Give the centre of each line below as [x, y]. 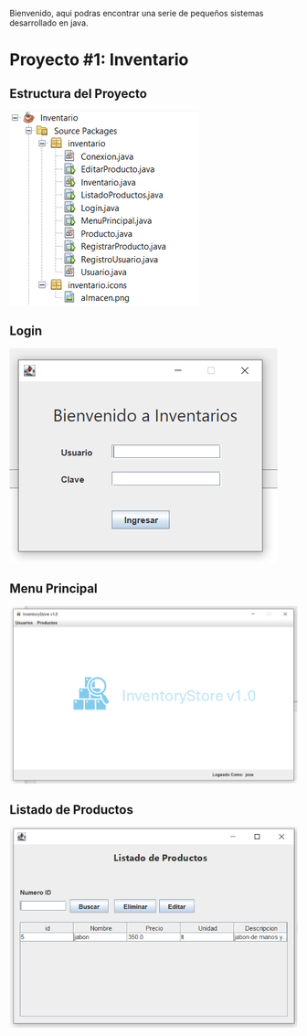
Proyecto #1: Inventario [99, 60]
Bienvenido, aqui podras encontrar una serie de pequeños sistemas [137, 13]
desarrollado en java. [49, 23]
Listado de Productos [72, 810]
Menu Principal [53, 589]
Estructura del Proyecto [79, 94]
